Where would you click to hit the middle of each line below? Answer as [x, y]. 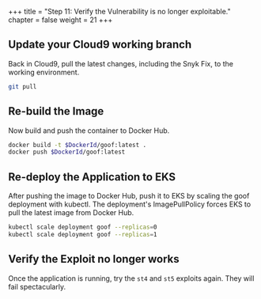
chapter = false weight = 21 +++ [61, 20]
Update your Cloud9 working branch [100, 45]
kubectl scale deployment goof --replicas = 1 [83, 234]
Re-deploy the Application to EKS [92, 177]
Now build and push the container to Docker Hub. [89, 131]
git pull [23, 86]
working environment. [44, 72]
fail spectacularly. [37, 286]
